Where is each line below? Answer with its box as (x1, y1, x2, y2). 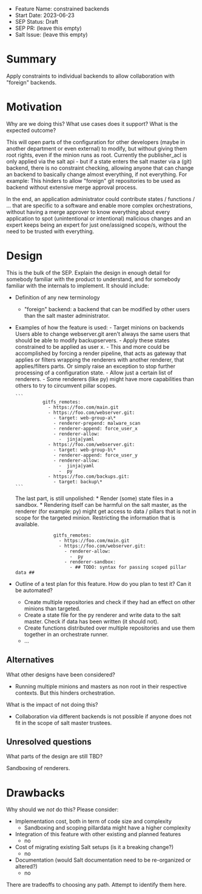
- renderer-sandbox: (64, 559, 116, 565)
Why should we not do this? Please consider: (6, 806, 119, 813)
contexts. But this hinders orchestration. (15, 689, 115, 696)
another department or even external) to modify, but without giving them (6, 145, 187, 152)
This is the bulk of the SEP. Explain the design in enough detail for (6, 269, 171, 276)
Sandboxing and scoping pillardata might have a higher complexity (24, 824, 191, 831)
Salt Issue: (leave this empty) (15, 31, 88, 38)
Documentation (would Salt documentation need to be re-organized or (15, 856, 191, 864)
